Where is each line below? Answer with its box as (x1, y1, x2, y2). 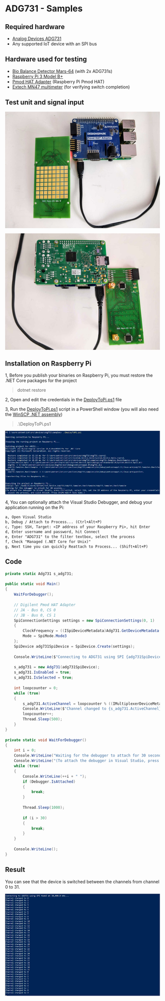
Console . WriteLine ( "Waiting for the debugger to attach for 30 (14, 753, 146, 758)
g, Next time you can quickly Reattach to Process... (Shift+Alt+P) (5, 544, 148, 549)
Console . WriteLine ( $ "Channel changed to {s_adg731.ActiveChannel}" (23, 706, 164, 711)
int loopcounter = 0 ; (14, 686, 58, 690)
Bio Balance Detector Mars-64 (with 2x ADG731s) (12, 68, 113, 74)
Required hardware (5, 23, 65, 31)
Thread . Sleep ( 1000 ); (23, 805, 65, 810)
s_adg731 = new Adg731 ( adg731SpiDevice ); (14, 665, 100, 670)
